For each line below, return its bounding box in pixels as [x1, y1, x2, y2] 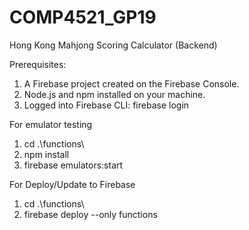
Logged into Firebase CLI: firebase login [23, 99, 190, 111]
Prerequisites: [9, 58, 67, 70]
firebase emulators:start [23, 159, 124, 171]
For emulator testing [9, 118, 93, 130]
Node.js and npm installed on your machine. [23, 88, 206, 100]
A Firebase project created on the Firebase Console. [23, 77, 240, 90]
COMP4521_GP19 [9, 6, 157, 29]
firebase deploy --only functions [23, 208, 158, 220]
